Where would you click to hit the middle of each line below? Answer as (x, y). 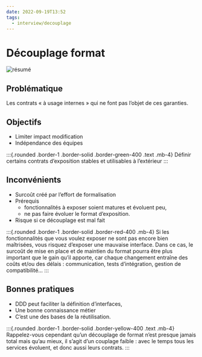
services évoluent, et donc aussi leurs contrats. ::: (68, 347)
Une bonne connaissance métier (55, 310)
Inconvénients (34, 180)
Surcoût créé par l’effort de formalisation (65, 194)
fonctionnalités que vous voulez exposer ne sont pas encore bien (87, 238)
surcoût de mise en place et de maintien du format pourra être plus (90, 251)
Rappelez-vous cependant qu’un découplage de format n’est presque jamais (101, 335)
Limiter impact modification (49, 136)
